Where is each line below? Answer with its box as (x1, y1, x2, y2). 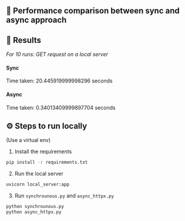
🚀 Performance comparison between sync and (6, 6, 180, 16)
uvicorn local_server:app (6, 182, 69, 187)
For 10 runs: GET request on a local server (6, 51, 109, 58)
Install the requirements (14, 148, 72, 155)
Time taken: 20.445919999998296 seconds (6, 77, 113, 84)
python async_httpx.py (6, 209, 62, 215)
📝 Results (6, 35, 41, 45)
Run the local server (14, 170, 63, 177)
